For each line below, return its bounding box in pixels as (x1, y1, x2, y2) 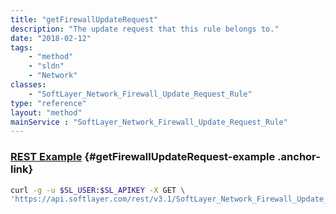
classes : (10, 80, 47, 90)
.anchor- (277, 150, 321, 164)
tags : (10, 42, 33, 53)
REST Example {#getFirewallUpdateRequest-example (10, 150, 276, 164)
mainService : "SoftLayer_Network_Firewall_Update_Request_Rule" (10, 117, 288, 127)
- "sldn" (28, 61, 65, 71)
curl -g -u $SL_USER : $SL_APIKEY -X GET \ (10, 185, 186, 195)
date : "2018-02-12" (10, 33, 92, 43)
